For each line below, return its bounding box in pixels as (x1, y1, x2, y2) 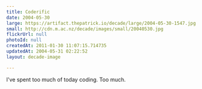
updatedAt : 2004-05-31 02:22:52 (6, 48, 88, 54)
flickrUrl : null (6, 31, 47, 38)
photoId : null (6, 37, 42, 43)
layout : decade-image (6, 54, 61, 60)
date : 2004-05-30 (6, 15, 50, 21)
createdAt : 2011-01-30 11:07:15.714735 (6, 43, 107, 49)
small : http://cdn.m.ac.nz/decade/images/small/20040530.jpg (6, 25, 164, 32)
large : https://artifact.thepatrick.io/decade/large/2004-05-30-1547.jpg (6, 20, 197, 26)
